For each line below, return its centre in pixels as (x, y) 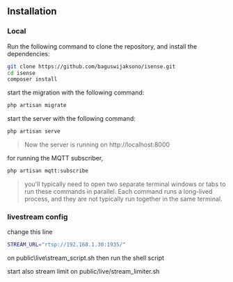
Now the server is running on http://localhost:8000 (97, 144)
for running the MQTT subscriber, (55, 158)
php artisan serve (34, 131)
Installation (32, 11)
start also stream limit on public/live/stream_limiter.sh (83, 272)
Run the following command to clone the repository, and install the (102, 46)
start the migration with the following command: (76, 92)
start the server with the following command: (71, 119)
